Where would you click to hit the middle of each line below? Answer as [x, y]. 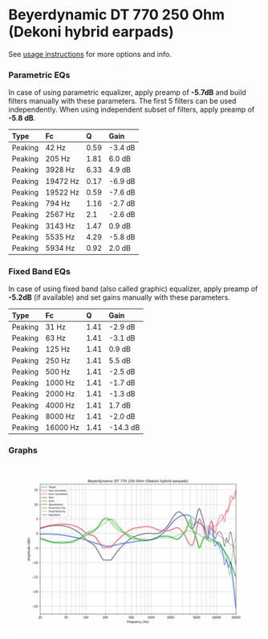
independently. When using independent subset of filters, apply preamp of [132, 109]
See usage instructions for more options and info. [90, 54]
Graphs [23, 450]
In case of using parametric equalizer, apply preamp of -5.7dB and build [127, 92]
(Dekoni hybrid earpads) [91, 32]
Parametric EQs [39, 75]
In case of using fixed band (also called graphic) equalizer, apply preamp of [133, 289]
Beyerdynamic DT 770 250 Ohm [117, 15]
